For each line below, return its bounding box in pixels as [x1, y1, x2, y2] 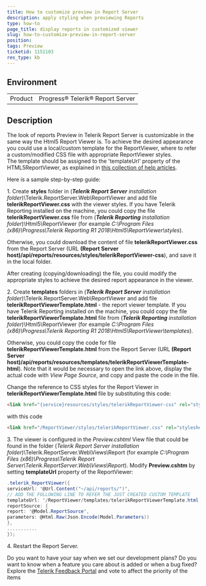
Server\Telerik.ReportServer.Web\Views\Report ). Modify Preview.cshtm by [7, 462, 196, 469]
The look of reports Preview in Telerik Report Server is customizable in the [7, 132, 194, 139]
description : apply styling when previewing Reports [7, 15, 144, 21]
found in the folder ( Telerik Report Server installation [7, 442, 139, 450]
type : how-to [7, 20, 40, 26]
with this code [7, 413, 43, 420]
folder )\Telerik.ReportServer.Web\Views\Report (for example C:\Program [7, 449, 189, 456]
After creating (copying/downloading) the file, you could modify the [7, 270, 177, 277]
